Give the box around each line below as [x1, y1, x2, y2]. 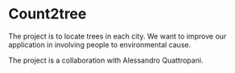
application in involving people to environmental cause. [8, 39, 192, 49]
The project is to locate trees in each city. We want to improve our [8, 31, 227, 41]
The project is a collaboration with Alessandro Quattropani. [8, 55, 204, 65]
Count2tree [8, 5, 87, 23]
